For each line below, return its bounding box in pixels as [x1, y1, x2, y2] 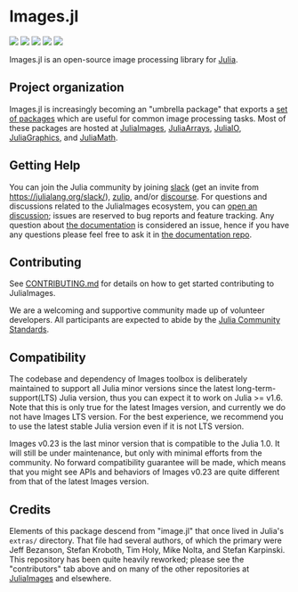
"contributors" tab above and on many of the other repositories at [9, 563, 250, 574]
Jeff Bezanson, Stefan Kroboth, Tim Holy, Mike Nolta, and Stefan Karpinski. [9, 545, 286, 555]
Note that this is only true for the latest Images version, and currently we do [9, 402, 286, 413]
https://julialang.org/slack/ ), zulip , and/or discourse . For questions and [9, 191, 268, 201]
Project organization [9, 80, 125, 95]
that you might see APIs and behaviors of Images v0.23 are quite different [9, 466, 280, 478]
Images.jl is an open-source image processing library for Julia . [9, 53, 238, 64]
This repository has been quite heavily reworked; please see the [9, 555, 245, 564]
